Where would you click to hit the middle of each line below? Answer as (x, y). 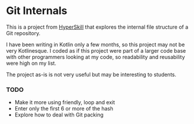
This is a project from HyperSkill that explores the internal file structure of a (97, 27)
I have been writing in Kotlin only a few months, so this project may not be (96, 44)
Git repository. (23, 33)
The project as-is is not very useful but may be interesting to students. (91, 74)
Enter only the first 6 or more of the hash (64, 109)
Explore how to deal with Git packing (59, 115)
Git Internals (37, 11)
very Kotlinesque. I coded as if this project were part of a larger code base (96, 50)
